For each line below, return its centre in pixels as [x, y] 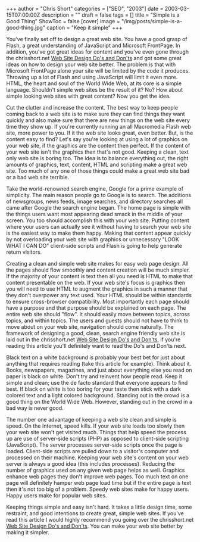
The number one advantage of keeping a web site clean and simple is [91, 420]
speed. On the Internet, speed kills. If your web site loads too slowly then [96, 426]
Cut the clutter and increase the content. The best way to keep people [92, 108]
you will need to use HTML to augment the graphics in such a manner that [97, 289]
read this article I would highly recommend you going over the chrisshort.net [100, 520]
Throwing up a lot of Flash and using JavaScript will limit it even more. [92, 77]
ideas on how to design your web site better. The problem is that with [91, 64]
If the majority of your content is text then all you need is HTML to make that [100, 276]
